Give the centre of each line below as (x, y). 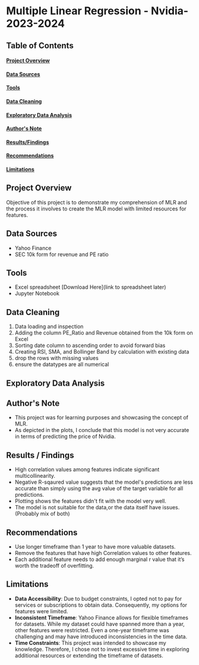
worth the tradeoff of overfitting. (54, 565)
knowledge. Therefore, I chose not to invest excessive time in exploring (102, 649)
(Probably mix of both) (42, 514)
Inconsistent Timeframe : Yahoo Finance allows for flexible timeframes (102, 617)
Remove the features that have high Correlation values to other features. (103, 553)
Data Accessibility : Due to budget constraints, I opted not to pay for (98, 598)
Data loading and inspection (49, 327)
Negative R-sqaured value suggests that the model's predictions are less (104, 482)
